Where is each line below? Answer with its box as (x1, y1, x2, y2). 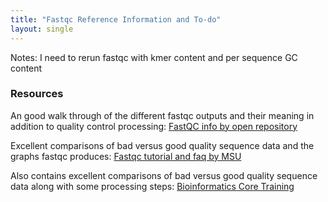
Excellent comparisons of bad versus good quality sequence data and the (10, 139, 315, 151)
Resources (10, 87, 64, 101)
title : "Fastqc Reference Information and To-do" (10, 14, 222, 25)
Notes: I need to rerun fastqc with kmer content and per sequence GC (10, 51, 298, 63)
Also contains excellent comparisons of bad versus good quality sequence (10, 169, 318, 181)
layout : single (10, 24, 74, 34)
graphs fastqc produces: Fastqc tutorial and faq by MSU (10, 150, 242, 162)
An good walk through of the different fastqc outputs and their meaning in (10, 109, 315, 121)
